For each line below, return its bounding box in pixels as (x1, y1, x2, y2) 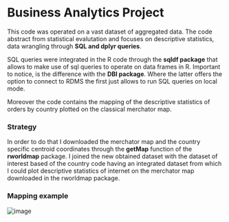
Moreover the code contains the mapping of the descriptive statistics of (7, 97, 210, 106)
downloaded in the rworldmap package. (7, 174, 120, 182)
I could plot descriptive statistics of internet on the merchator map (7, 166, 195, 175)
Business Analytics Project (7, 5, 164, 21)
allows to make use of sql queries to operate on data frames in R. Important (7, 62, 221, 71)
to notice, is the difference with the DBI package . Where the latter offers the (7, 70, 222, 78)
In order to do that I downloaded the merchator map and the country (7, 138, 201, 146)
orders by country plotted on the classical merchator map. (7, 105, 172, 113)
